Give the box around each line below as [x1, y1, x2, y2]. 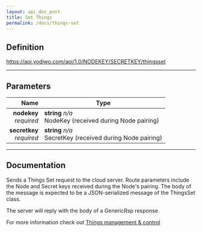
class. [6, 195, 21, 203]
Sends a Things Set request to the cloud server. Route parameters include [6, 176, 189, 183]
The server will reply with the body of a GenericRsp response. [6, 207, 160, 214]
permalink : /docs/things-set [6, 20, 79, 26]
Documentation [6, 160, 66, 171]
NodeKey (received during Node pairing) [44, 116, 159, 125]
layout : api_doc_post [6, 8, 61, 15]
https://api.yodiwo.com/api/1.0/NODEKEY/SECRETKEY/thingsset [6, 58, 167, 65]
